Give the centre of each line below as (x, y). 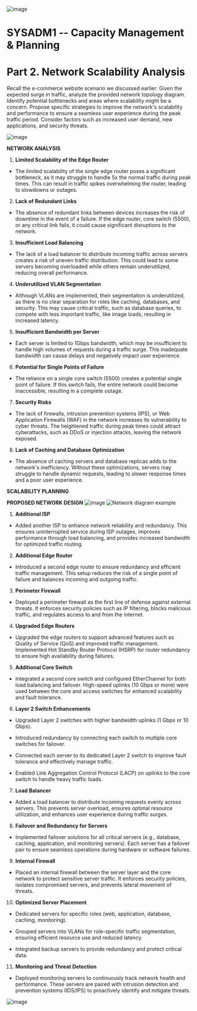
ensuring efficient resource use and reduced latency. (79, 938)
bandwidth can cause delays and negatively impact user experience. (98, 356)
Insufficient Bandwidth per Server (57, 332)
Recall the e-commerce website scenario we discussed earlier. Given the (94, 89)
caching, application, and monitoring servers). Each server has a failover (103, 843)
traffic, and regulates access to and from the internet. (80, 615)
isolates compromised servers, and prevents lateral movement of (93, 885)
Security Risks (33, 403)
